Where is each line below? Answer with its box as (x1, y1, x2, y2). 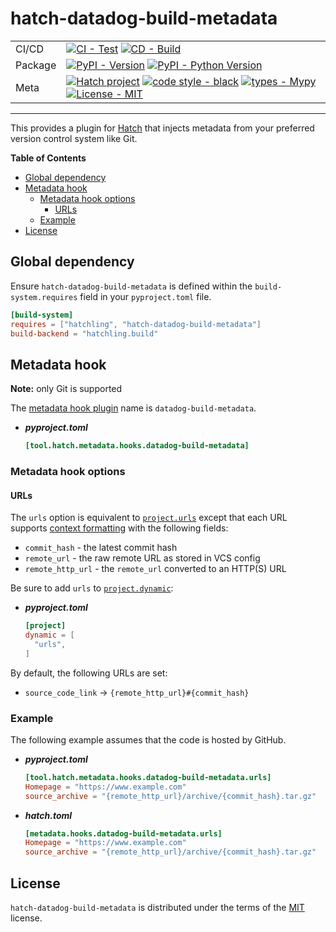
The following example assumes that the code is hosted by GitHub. (10, 733, 287, 746)
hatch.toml (24, 809, 73, 821)
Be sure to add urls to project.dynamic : (10, 582, 174, 594)
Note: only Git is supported (10, 383, 123, 395)
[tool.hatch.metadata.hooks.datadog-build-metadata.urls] (24, 772, 272, 782)
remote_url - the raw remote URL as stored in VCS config (24, 552, 261, 564)
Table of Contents (10, 152, 87, 164)
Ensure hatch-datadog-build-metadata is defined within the (10, 280, 253, 292)
